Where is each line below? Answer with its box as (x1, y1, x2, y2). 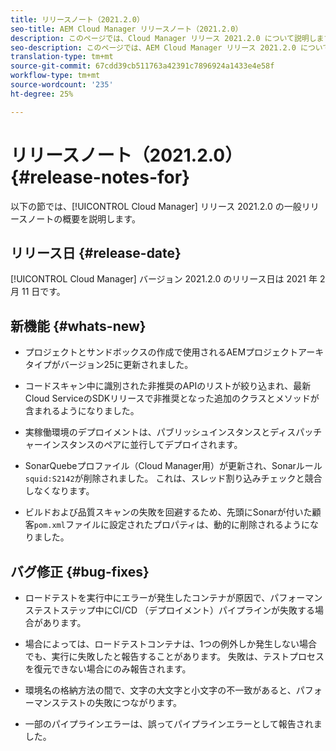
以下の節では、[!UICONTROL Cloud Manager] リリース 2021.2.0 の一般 (10, 200, 302, 212)
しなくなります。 (24, 485, 95, 497)
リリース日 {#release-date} (10, 244, 182, 261)
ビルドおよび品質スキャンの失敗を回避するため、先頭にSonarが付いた (24, 506, 313, 518)
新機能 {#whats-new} (10, 317, 147, 335)
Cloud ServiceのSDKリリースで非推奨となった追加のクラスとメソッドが (24, 392, 320, 405)
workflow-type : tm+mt (10, 71, 101, 81)
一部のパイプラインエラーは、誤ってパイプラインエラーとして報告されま (24, 718, 323, 730)
